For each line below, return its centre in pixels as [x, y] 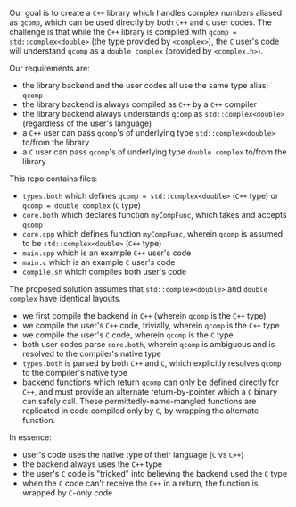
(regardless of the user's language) [87, 123]
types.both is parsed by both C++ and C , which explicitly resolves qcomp [152, 363]
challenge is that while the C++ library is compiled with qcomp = [123, 32]
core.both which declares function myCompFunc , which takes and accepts [154, 215]
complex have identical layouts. [66, 299]
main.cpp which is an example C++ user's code [107, 253]
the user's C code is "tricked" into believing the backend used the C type [155, 474]
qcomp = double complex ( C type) [81, 205]
